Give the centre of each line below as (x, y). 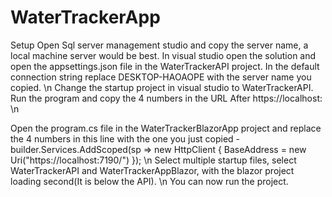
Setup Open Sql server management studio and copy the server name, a (159, 45)
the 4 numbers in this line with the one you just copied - (125, 138)
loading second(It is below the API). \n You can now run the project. (149, 181)
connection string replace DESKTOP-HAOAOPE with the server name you (161, 77)
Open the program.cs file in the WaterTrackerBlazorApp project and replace (166, 128)
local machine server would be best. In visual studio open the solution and (163, 55)
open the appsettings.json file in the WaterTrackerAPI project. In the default (165, 66)
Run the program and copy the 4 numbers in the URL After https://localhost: (166, 98)
